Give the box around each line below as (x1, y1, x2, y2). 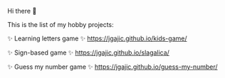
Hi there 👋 (7, 7, 37, 15)
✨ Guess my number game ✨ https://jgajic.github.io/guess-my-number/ (7, 62, 219, 71)
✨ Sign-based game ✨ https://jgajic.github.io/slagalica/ (7, 48, 169, 57)
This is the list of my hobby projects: (7, 21, 114, 28)
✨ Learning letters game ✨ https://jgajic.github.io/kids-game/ (7, 34, 187, 43)
